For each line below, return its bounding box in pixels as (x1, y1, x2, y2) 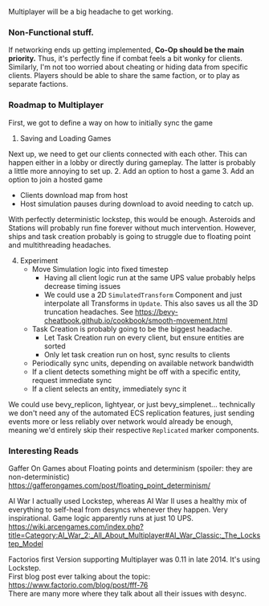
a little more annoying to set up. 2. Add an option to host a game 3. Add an (8, 166, 255, 175)
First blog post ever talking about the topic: (8, 571, 151, 581)
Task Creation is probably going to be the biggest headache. (31, 324, 233, 333)
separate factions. (8, 80, 68, 89)
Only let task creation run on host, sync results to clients (43, 349, 230, 359)
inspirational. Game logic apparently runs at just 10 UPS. (8, 513, 194, 522)
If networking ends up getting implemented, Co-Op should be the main (8, 45, 245, 55)
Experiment (19, 255, 59, 265)
